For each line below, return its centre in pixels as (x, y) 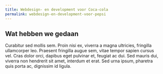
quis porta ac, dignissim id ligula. (38, 66)
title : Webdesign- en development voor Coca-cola (57, 9)
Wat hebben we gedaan (42, 34)
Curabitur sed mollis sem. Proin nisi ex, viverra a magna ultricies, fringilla (78, 46)
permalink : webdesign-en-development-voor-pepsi (56, 14)
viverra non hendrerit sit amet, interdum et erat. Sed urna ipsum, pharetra (79, 61)
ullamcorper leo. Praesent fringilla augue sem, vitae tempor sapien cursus (80, 51)
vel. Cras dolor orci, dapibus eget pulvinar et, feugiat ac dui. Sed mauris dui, (82, 56)
